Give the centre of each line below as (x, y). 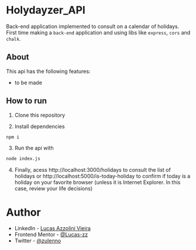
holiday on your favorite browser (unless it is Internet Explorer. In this (97, 182)
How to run (27, 101)
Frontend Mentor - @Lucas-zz (51, 235)
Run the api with (34, 148)
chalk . (13, 39)
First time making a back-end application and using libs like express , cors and (98, 32)
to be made (28, 82)
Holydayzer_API (46, 10)
